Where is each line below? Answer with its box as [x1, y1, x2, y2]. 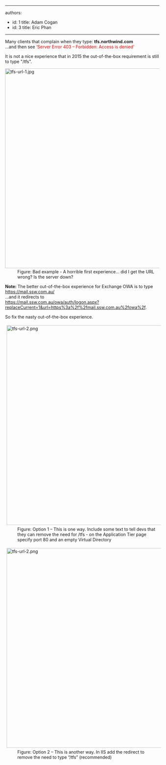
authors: [5, 10, 22, 15]
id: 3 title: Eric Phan [12, 25, 51, 30]
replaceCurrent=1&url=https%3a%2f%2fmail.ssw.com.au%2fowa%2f [5, 304, 146, 310]
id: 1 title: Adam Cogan [12, 19, 58, 25]
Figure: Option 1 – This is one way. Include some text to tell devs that [17, 527, 156, 532]
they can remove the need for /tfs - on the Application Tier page [17, 531, 147, 537]
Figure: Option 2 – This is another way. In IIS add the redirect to [17, 749, 144, 755]
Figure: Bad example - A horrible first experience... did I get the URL [17, 269, 155, 274]
